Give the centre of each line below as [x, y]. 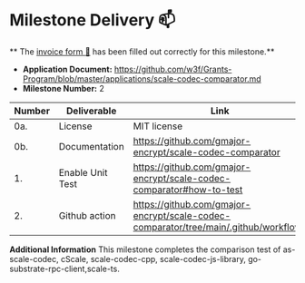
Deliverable [92, 111]
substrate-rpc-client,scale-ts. [64, 268]
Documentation [91, 146]
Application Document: [67, 69]
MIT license [158, 126]
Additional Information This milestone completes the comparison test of [145, 249]
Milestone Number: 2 [63, 88]
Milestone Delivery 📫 [93, 20]
